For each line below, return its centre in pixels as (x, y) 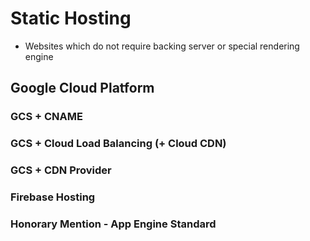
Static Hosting (71, 18)
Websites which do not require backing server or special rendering (162, 46)
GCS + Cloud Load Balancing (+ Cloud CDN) (118, 144)
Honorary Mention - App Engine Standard (113, 224)
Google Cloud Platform (82, 88)
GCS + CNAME (46, 117)
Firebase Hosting (53, 197)
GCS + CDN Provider (61, 170)
